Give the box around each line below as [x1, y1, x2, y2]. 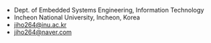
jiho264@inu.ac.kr [13, 21, 67, 28]
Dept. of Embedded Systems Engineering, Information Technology [13, 6, 204, 14]
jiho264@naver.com [13, 28, 72, 36]
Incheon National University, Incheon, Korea [13, 13, 141, 21]
